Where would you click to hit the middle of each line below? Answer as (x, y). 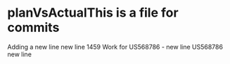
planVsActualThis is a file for (93, 13)
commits (33, 27)
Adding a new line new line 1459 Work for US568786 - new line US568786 (115, 47)
